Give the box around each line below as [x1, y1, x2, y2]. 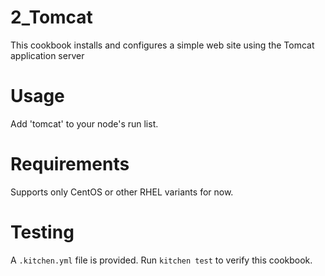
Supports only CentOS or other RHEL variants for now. [10, 186, 234, 198]
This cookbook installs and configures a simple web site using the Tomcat [10, 39, 315, 51]
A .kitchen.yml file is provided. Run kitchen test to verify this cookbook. [10, 254, 313, 266]
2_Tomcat [10, 6, 93, 29]
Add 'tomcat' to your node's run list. [10, 117, 159, 130]
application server [10, 49, 85, 61]
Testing [10, 221, 75, 243]
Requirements [10, 153, 130, 176]
